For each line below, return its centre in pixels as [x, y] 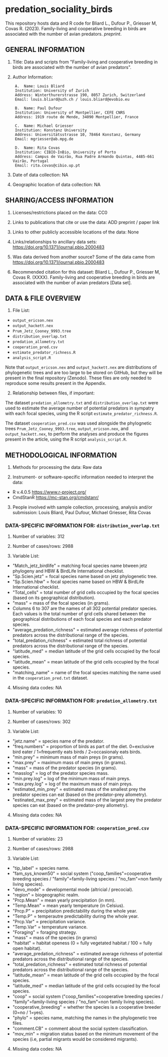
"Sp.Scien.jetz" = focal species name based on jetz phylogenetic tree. [85, 577]
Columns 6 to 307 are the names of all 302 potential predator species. [85, 608]
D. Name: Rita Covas [37, 148]
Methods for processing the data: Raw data [57, 467]
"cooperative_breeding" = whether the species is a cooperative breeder [87, 1007]
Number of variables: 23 [38, 839]
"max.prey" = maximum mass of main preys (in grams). [69, 762]
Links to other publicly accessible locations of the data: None [76, 232]
